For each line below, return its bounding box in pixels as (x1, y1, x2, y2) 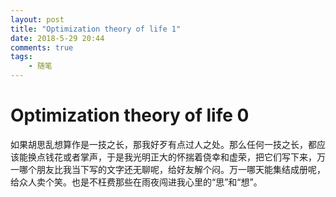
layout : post (10, 14, 65, 25)
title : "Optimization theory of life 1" (10, 24, 182, 34)
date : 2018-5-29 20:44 (10, 33, 105, 43)
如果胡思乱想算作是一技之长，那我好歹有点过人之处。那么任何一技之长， (10, 138, 308, 150)
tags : (10, 52, 33, 62)
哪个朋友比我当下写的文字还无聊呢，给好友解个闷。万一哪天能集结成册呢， (18, 163, 326, 175)
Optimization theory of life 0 (10, 104, 250, 127)
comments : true (10, 42, 74, 53)
